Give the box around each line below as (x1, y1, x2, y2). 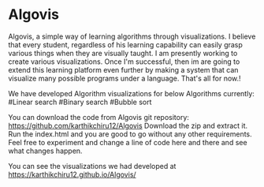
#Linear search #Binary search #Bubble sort (8, 97, 152, 107)
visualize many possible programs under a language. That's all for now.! (8, 73, 242, 83)
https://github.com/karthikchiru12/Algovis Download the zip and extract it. (8, 121, 248, 130)
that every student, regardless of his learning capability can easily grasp (8, 39, 243, 49)
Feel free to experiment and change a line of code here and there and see (8, 137, 247, 147)
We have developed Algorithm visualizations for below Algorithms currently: (8, 88, 255, 98)
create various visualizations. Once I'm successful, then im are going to (8, 57, 240, 66)
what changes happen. (8, 146, 83, 155)
